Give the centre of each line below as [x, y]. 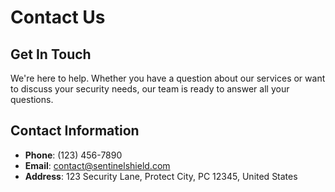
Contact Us [58, 17]
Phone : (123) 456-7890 [73, 155]
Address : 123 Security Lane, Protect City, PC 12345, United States [161, 176]
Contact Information [75, 131]
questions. [32, 99]
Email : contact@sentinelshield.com [97, 165]
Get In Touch [51, 54]
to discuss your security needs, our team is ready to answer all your [150, 89]
